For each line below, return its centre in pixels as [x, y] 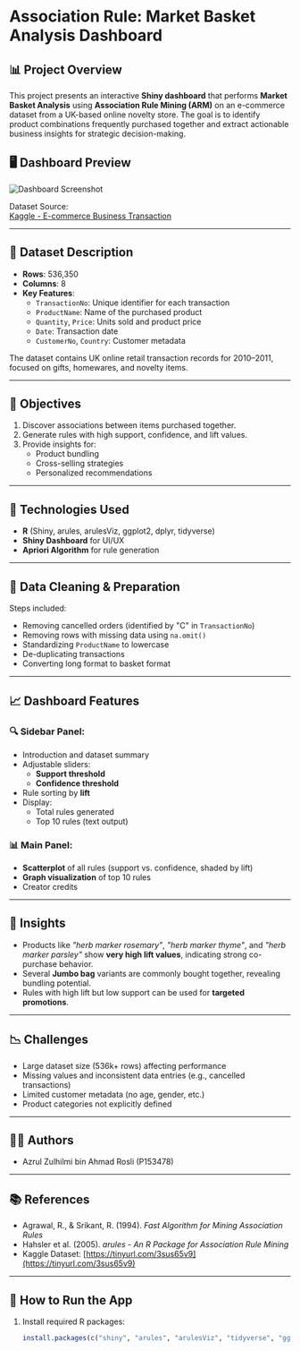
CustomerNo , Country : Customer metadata [110, 340]
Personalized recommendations [94, 473]
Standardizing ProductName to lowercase [96, 645]
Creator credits [50, 887]
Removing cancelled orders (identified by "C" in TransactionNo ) [138, 626]
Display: [37, 802]
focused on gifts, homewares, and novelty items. [99, 367]
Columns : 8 [44, 283]
